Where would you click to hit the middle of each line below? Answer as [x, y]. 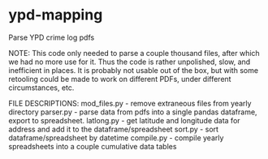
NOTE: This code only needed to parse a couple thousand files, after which [134, 53]
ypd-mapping [56, 15]
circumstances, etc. [41, 88]
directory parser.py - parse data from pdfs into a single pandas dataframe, [133, 112]
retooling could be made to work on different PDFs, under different [120, 79]
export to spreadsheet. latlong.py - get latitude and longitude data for [125, 120]
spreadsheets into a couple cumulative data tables [93, 146]
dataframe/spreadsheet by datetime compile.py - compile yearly [116, 138]
